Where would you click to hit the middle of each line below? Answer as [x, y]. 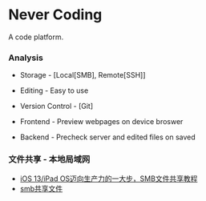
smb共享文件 [41, 188]
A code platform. [36, 37]
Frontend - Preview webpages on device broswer [101, 122]
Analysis [26, 58]
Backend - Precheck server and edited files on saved [108, 137]
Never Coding [55, 15]
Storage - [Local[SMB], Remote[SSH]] [83, 75]
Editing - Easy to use [54, 90]
